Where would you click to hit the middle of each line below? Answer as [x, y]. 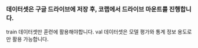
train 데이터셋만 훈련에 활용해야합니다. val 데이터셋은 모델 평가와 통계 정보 [91, 32]
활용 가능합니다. [30, 39]
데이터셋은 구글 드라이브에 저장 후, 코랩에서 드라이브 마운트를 [87, 9]
